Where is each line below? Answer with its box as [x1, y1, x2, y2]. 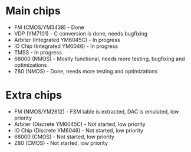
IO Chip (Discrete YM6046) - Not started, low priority [14, 127, 144, 134]
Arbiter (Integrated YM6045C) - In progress [14, 36, 120, 43]
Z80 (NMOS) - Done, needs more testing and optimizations [14, 67, 158, 75]
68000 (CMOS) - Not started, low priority [14, 133, 114, 140]
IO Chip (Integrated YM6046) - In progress [14, 43, 118, 50]
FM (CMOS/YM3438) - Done [14, 24, 84, 31]
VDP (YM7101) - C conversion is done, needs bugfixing [14, 30, 148, 37]
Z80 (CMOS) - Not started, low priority [14, 139, 108, 146]
